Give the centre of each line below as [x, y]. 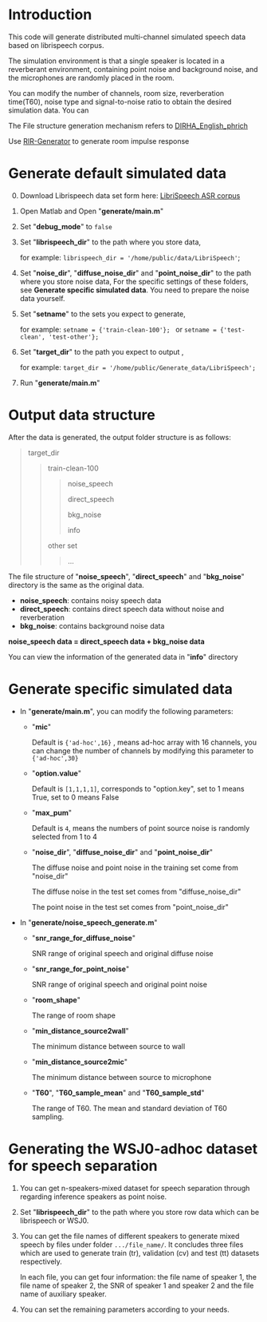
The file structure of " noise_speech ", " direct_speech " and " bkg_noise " [126, 576]
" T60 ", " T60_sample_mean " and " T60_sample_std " [118, 1093]
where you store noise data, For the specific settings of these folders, [134, 281]
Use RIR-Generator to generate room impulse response [99, 141]
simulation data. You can [49, 110]
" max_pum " [52, 812]
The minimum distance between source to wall [108, 1046]
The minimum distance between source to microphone [122, 1077]
